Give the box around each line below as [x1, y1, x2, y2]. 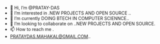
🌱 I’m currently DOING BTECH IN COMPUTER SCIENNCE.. [9, 15, 129, 21]
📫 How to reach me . [9, 26, 54, 32]
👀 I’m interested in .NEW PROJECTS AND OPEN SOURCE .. [9, 10, 131, 16]
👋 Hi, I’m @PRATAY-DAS [9, 5, 60, 10]
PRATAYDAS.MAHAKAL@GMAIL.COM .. [9, 33, 91, 39]
